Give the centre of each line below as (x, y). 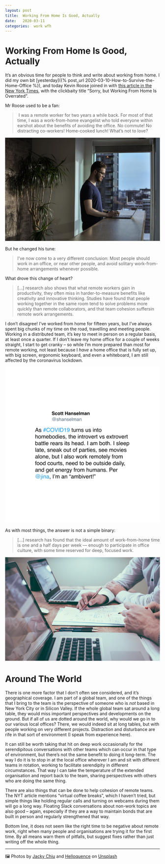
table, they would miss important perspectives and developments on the (78, 714)
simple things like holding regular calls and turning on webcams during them (82, 801)
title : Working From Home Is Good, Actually (52, 16)
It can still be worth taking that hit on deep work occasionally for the (74, 744)
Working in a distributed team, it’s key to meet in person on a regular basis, (81, 334)
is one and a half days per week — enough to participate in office (83, 545)
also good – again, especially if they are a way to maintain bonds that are (79, 811)
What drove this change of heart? (39, 278)
